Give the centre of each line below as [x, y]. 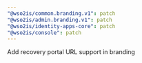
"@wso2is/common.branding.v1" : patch [61, 13]
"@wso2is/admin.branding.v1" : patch [60, 20]
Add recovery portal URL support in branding [71, 52]
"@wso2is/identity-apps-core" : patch [61, 26]
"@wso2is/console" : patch [44, 33]
